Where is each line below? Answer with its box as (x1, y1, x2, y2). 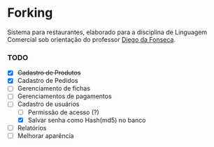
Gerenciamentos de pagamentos (17, 92, 112, 100)
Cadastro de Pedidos (17, 77, 78, 85)
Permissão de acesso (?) (27, 108, 99, 116)
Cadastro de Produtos (17, 68, 81, 77)
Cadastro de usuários (17, 100, 80, 109)
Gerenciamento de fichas (17, 84, 91, 93)
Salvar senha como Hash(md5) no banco (27, 116, 146, 124)
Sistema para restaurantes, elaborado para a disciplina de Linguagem (7, 28, 208, 36)
